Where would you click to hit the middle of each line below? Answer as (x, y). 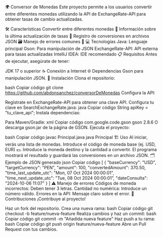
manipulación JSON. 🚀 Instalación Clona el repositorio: (60, 78)
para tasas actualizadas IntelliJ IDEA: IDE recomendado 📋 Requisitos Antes (81, 54)
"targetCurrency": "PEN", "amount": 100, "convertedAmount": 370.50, (75, 168)
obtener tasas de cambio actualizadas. (44, 19)
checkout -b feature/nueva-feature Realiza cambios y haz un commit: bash (81, 213)
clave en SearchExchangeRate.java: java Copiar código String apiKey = (77, 107)
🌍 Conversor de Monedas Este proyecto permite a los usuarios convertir (79, 7)
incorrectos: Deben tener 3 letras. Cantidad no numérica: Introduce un (76, 188)
